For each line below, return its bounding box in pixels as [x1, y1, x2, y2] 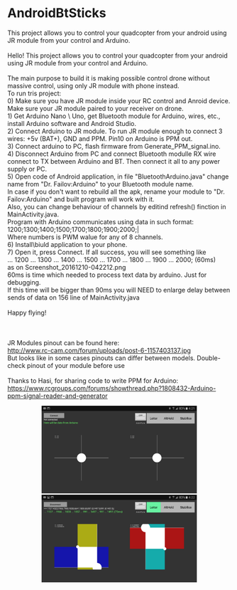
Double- [197, 354, 221, 362]
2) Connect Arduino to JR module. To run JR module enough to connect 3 [7, 127, 223, 135]
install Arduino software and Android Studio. [7, 119, 137, 127]
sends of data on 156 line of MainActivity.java [7, 293, 140, 302]
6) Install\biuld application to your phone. [7, 240, 128, 248]
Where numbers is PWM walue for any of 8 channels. [7, 233, 163, 241]
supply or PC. [7, 164, 48, 173]
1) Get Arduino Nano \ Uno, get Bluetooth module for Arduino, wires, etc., [7, 112, 221, 120]
